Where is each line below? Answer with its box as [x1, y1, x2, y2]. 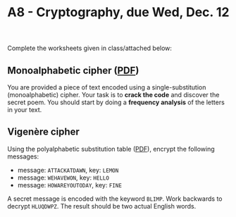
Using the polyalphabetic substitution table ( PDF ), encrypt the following [7, 144, 215, 153]
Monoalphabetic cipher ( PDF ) [7, 64, 139, 76]
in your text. [7, 106, 42, 113]
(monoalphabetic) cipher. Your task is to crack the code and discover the [7, 91, 220, 99]
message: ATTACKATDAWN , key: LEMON [17, 166, 119, 174]
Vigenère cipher [7, 126, 80, 138]
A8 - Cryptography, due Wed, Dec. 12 [7, 4, 230, 20]
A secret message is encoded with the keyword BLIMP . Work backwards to [7, 194, 223, 203]
